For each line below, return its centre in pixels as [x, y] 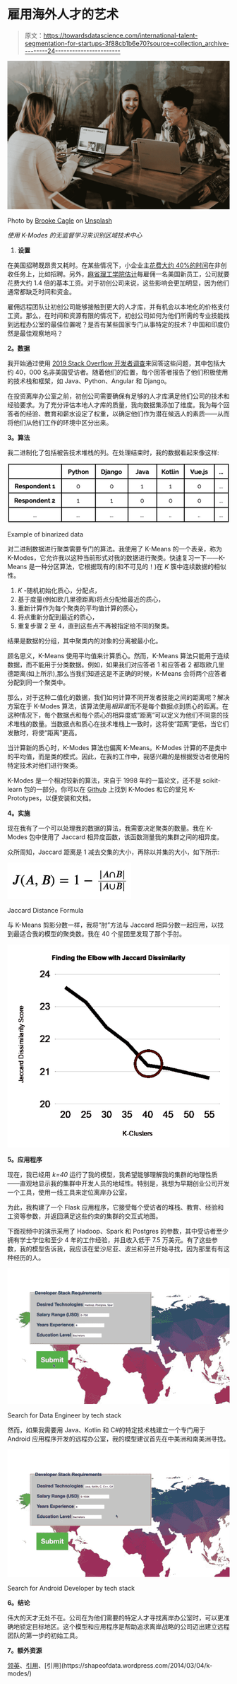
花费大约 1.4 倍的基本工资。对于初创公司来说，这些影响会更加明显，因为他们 [118, 283]
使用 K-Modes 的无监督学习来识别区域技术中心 [75, 235]
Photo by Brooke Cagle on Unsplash [60, 221]
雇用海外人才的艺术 [63, 14]
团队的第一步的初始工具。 [44, 1635]
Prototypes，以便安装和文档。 [51, 798]
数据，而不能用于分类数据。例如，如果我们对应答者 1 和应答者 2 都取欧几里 [116, 665]
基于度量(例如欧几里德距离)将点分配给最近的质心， [91, 599]
